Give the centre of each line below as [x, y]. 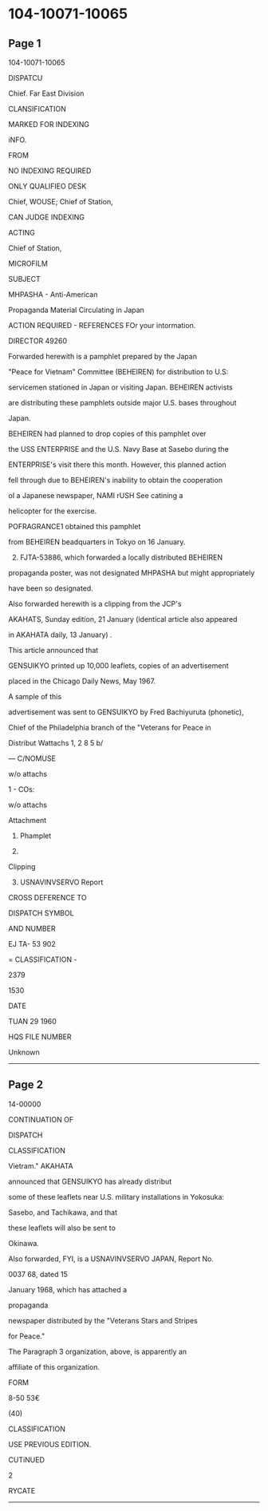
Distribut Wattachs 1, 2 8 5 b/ [56, 743]
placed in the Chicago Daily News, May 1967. [82, 681]
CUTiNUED [27, 1460]
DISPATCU [26, 78]
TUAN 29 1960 [33, 1021]
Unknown [24, 1052]
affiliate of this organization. [54, 1367]
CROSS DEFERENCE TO [47, 898]
